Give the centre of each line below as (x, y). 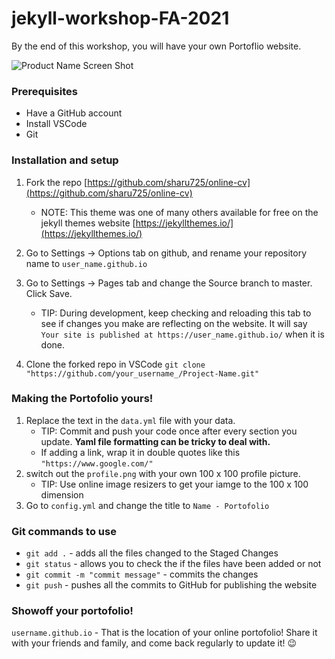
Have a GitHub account (74, 113)
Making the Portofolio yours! (82, 399)
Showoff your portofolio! (72, 611)
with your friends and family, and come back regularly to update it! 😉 (154, 643)
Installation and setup (65, 160)
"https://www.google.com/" (97, 463)
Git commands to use (64, 531)
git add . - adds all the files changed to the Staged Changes (152, 553)
